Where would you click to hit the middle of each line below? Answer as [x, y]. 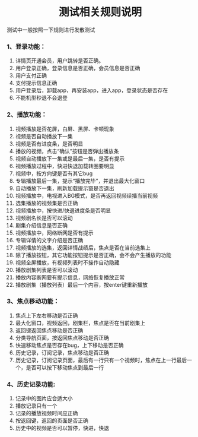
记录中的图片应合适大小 [44, 398]
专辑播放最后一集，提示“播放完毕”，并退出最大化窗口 [80, 180]
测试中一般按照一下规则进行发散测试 [51, 30]
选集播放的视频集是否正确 [47, 203]
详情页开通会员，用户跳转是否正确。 [60, 61]
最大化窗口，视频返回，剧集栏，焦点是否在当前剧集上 [80, 323]
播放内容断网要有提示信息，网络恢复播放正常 [70, 277]
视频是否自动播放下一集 [44, 136]
